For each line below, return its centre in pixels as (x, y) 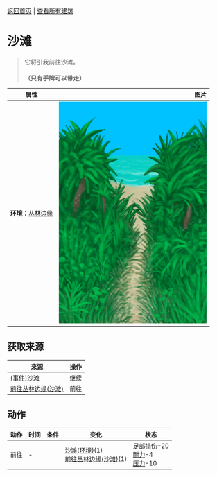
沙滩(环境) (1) (84, 451)
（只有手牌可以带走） (54, 78)
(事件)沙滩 (25, 378)
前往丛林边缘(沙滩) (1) (96, 459)
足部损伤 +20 (151, 446)
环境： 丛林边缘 (32, 214)
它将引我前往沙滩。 (52, 62)
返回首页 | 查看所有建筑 (41, 11)
